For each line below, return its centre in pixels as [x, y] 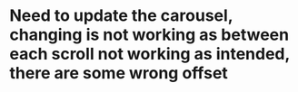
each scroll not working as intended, [150, 54]
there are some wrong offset [119, 74]
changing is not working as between [149, 35]
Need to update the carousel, [121, 16]
